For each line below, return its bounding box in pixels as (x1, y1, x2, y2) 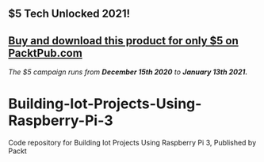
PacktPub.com (8, 46, 83, 59)
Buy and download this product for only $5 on (8, 34, 239, 47)
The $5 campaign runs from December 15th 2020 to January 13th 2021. (8, 67, 248, 77)
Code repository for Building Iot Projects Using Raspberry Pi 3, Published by (8, 138, 257, 148)
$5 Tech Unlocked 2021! (8, 7, 131, 21)
